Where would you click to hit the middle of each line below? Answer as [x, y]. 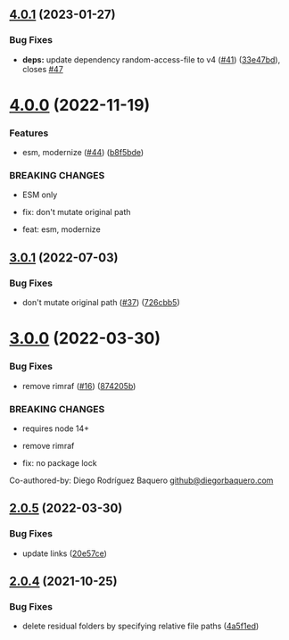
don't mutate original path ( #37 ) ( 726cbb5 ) [101, 303]
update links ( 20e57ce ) [64, 553]
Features [29, 133]
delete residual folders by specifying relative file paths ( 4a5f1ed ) [140, 626]
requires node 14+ [56, 428]
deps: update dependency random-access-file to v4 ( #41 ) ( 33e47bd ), [151, 59]
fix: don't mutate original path [76, 212]
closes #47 [43, 69]
